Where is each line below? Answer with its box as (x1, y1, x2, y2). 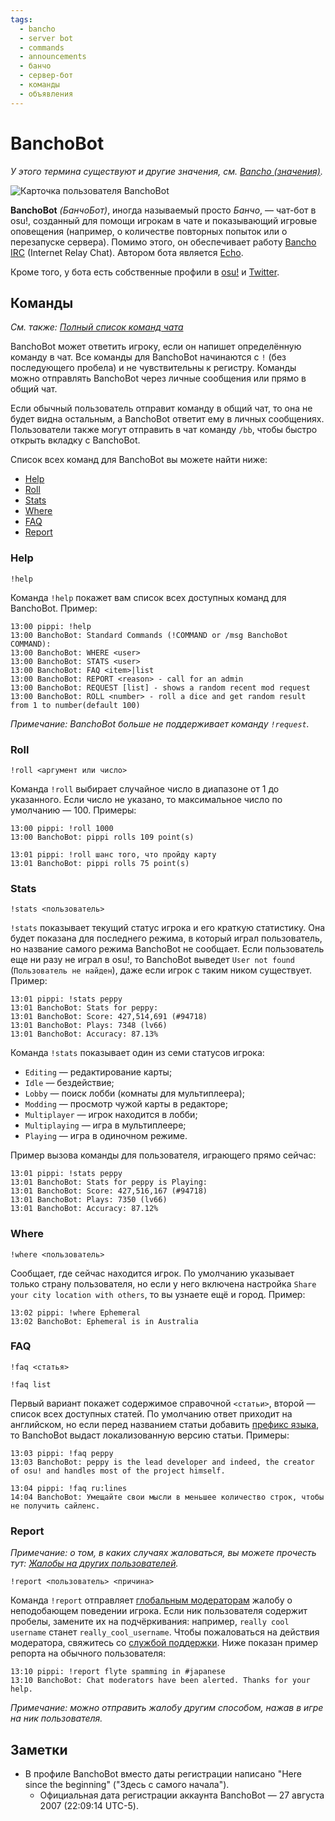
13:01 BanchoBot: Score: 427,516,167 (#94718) (10, 1186, 208, 1196)
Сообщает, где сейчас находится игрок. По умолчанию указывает (10, 1267, 295, 1279)
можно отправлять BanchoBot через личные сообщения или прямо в (10, 372, 307, 385)
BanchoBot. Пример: (10, 602, 98, 614)
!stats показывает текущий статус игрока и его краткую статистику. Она (10, 922, 326, 934)
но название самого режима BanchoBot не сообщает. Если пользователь (10, 943, 325, 955)
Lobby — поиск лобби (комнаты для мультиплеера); (24, 1087, 246, 1100)
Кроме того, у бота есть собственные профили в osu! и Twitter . (10, 266, 280, 278)
